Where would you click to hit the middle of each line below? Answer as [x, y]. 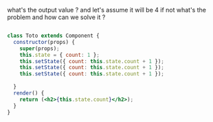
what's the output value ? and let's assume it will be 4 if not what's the [106, 10]
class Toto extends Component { [53, 36]
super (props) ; [40, 48]
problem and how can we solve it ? [56, 17]
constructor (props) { [44, 42]
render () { [29, 93]
